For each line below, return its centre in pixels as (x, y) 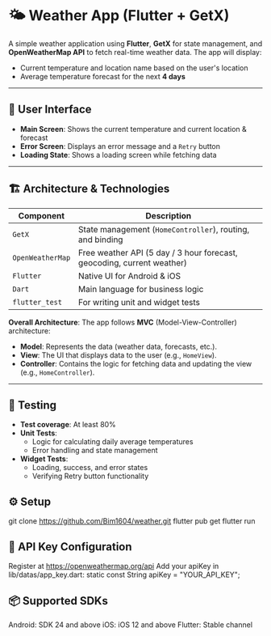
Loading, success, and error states (90, 468)
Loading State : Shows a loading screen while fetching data (118, 155)
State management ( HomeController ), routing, (164, 229)
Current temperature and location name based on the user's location (134, 68)
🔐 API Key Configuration (70, 547)
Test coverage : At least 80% (68, 425)
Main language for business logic (141, 289)
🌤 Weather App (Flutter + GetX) (119, 16)
